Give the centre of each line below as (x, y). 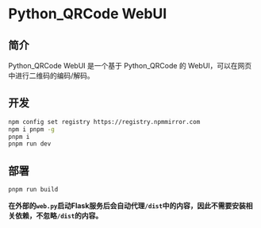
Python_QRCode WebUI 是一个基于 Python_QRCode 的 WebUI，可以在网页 (130, 66)
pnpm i (19, 137)
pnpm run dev (30, 144)
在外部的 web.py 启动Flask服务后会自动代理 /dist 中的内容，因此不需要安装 (127, 206)
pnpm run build (33, 190)
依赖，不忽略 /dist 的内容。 (59, 216)
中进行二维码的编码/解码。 (52, 75)
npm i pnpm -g (32, 129)
